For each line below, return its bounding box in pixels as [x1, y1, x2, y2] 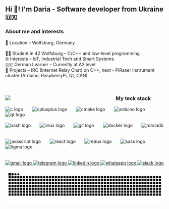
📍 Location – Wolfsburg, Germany [5, 39, 75, 45]
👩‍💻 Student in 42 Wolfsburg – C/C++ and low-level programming [5, 50, 140, 56]
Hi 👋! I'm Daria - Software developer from [5, 5, 137, 14]
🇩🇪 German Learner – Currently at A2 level [5, 61, 96, 67]
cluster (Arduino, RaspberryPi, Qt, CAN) [5, 72, 88, 78]
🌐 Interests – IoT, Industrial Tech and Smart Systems [5, 56, 115, 62]
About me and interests [5, 28, 64, 35]
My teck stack [116, 94, 151, 101]
